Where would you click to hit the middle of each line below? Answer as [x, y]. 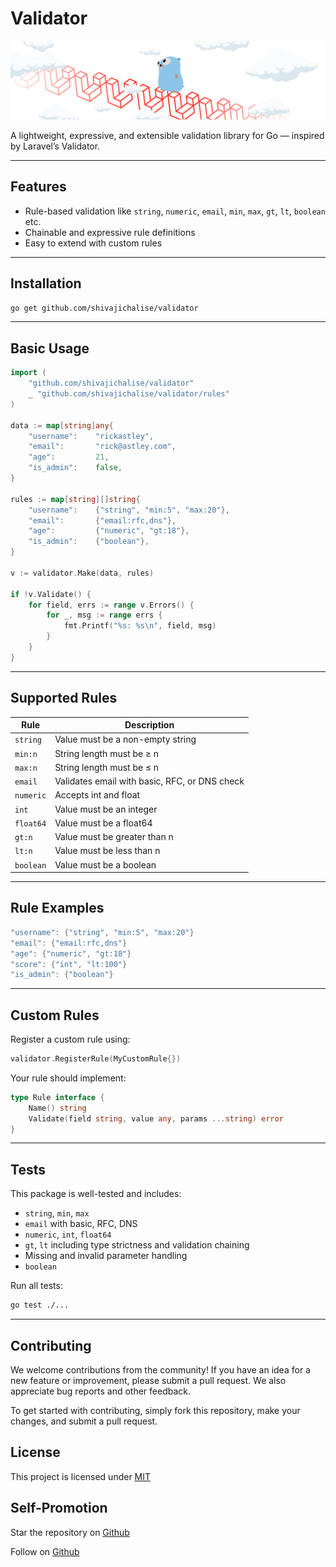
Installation [46, 283]
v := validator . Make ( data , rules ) [82, 573]
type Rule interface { [57, 1097]
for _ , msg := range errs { [104, 615]
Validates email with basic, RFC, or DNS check [149, 781]
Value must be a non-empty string [125, 739]
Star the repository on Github [70, 1532]
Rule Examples [57, 908]
